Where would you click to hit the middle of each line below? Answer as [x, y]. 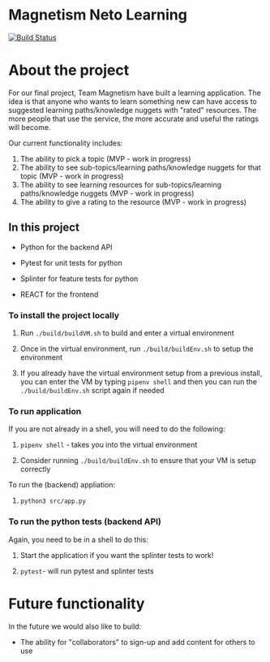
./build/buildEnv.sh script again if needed [92, 390]
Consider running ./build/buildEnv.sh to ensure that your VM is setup [138, 461]
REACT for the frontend [59, 294]
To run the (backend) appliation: [62, 485]
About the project [69, 70]
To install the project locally [64, 315]
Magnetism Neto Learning [98, 15]
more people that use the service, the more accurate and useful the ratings [134, 119]
